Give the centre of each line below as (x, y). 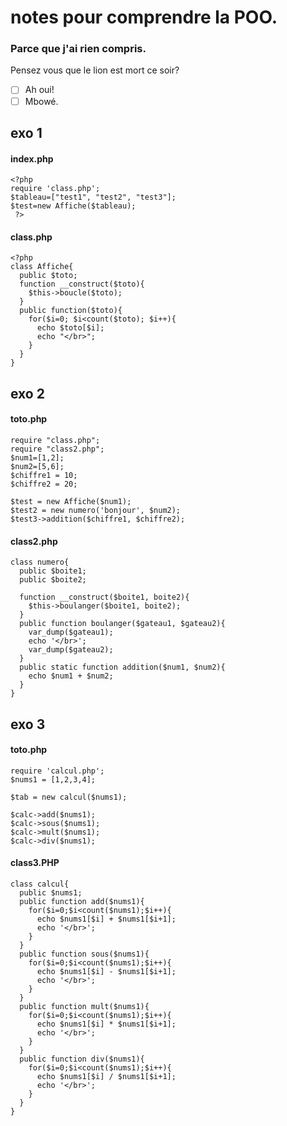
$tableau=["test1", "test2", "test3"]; (93, 197)
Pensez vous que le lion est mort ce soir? (95, 70)
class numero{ (40, 562)
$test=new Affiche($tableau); (73, 206)
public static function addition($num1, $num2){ (122, 667)
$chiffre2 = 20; (44, 484)
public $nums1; (51, 893)
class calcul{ (40, 884)
